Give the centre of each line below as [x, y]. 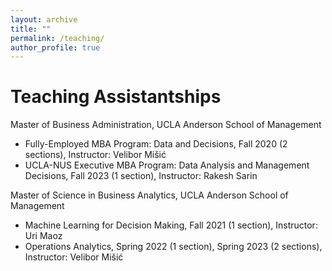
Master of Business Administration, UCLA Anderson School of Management [166, 125]
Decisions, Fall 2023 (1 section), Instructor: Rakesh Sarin [141, 176]
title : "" [31, 29]
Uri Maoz [43, 236]
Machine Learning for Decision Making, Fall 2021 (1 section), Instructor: [171, 225]
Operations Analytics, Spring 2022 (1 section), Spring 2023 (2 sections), [173, 247]
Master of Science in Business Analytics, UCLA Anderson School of [149, 195]
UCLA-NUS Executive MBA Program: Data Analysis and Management [167, 165]
